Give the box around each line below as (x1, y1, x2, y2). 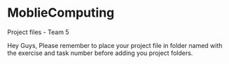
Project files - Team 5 (7, 28, 69, 36)
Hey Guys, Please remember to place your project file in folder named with (7, 41, 223, 49)
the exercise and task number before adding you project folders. (7, 49, 193, 57)
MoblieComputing (7, 5, 115, 21)
